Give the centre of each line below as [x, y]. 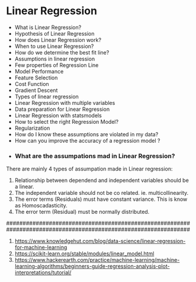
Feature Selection [36, 78]
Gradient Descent [36, 90]
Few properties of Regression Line [57, 65]
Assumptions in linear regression [55, 59]
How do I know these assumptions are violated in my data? [86, 134]
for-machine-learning [41, 248]
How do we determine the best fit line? [62, 52]
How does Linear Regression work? [58, 40]
